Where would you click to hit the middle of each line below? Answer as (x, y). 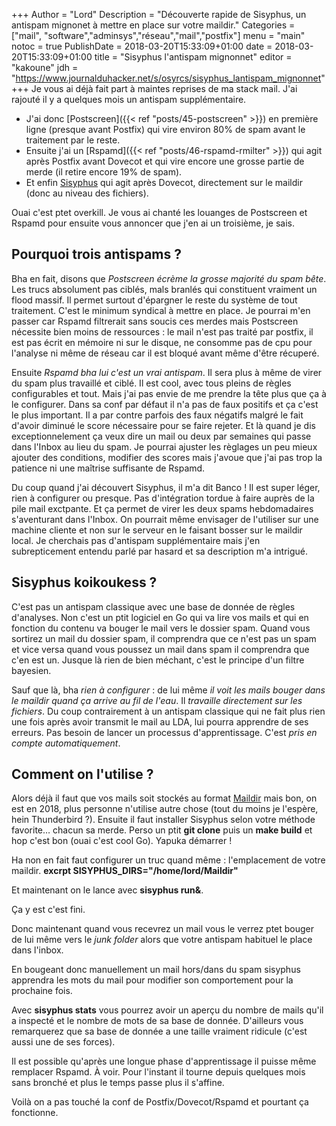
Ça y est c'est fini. (48, 910)
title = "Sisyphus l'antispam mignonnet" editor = (193, 57)
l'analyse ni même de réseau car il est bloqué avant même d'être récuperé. (165, 353)
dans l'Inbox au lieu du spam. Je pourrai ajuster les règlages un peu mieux (164, 446)
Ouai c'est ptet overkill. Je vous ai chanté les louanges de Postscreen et (159, 212)
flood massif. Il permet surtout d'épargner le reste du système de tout (154, 300)
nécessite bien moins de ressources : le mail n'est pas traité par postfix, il (162, 331)
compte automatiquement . (66, 743)
